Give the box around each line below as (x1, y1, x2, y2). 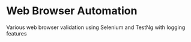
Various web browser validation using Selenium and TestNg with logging (6, 24, 186, 31)
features (6, 30, 27, 37)
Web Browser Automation (6, 4, 138, 18)
